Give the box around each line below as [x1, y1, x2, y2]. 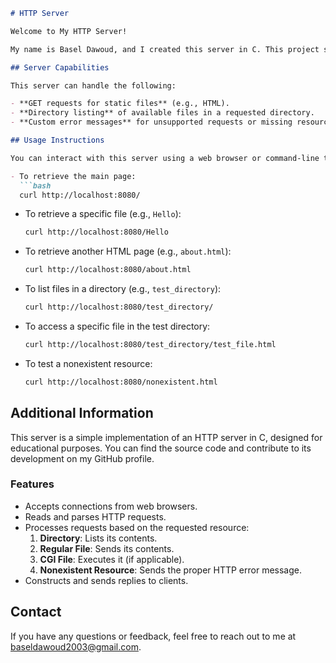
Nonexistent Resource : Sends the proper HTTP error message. [39, 564, 303, 576]
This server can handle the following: [10, 80, 177, 91]
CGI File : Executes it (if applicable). [39, 553, 185, 565]
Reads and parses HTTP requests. [24, 510, 167, 523]
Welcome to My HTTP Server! [10, 26, 128, 36]
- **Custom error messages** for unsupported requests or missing [10, 117, 293, 128]
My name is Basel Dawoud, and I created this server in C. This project [10, 44, 320, 54]
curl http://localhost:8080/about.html [24, 265, 192, 275]
